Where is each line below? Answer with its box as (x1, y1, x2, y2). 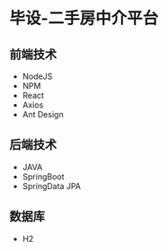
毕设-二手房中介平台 (9, 8, 159, 29)
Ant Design (22, 109, 65, 119)
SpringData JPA (22, 180, 81, 191)
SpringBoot (22, 171, 65, 182)
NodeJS (22, 71, 53, 82)
